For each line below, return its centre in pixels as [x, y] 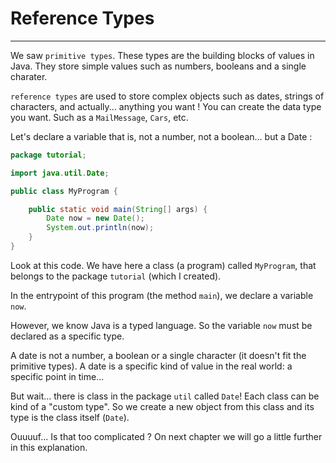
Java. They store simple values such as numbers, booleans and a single [158, 66]
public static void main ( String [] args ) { [118, 209]
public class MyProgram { [64, 191]
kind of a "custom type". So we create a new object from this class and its [162, 406]
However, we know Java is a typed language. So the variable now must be [161, 325]
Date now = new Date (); [95, 218]
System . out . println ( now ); [100, 228]
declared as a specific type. [67, 336]
